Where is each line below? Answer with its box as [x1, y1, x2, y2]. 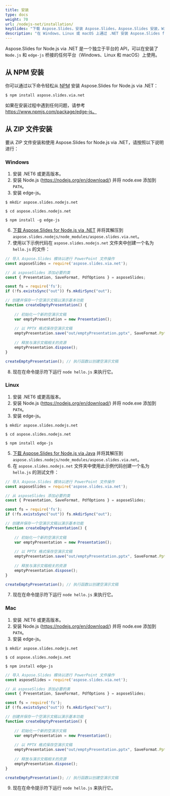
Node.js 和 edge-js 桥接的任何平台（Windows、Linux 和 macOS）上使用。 [5, 52, 160, 58]
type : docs [5, 12, 28, 17]
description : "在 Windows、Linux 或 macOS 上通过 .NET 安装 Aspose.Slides [5, 31, 160, 36]
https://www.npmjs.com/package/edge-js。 [5, 108, 97, 115]
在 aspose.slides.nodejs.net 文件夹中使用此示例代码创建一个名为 [12, 462, 150, 469]
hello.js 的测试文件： [12, 469, 59, 475]
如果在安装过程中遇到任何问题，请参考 [5, 102, 85, 108]
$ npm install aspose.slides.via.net [5, 92, 85, 98]
